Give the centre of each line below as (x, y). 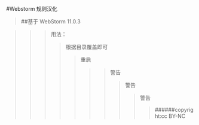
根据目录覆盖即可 (87, 47)
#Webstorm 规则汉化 (32, 9)
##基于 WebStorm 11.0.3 (50, 22)
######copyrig (174, 110)
